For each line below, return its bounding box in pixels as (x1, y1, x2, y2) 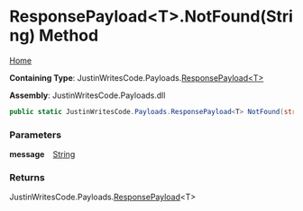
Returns (9, 171, 45, 184)
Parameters (9, 128, 61, 141)
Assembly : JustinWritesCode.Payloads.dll (9, 90, 166, 101)
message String (9, 149, 76, 160)
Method (39, 25, 99, 46)
